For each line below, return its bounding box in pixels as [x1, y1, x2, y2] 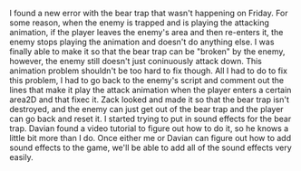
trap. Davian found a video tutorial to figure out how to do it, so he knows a [9, 123, 289, 134]
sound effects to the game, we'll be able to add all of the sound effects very [9, 142, 292, 153]
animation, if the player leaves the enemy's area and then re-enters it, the [9, 27, 284, 37]
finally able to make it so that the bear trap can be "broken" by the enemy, [9, 46, 286, 57]
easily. [9, 152, 34, 162]
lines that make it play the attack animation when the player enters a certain [9, 85, 292, 95]
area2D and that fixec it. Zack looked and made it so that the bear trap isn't [9, 94, 290, 105]
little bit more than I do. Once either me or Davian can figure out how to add [9, 133, 292, 143]
